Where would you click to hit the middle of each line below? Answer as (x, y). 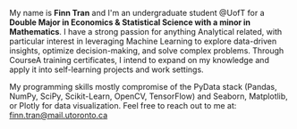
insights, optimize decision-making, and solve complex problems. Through (147, 51)
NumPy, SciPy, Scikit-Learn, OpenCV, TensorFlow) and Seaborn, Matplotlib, (148, 96)
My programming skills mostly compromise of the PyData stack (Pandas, (143, 87)
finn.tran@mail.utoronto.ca (59, 115)
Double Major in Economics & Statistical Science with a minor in (130, 22)
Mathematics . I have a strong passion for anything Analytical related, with (146, 32)
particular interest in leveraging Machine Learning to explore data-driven (143, 41)
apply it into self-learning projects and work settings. (106, 69)
